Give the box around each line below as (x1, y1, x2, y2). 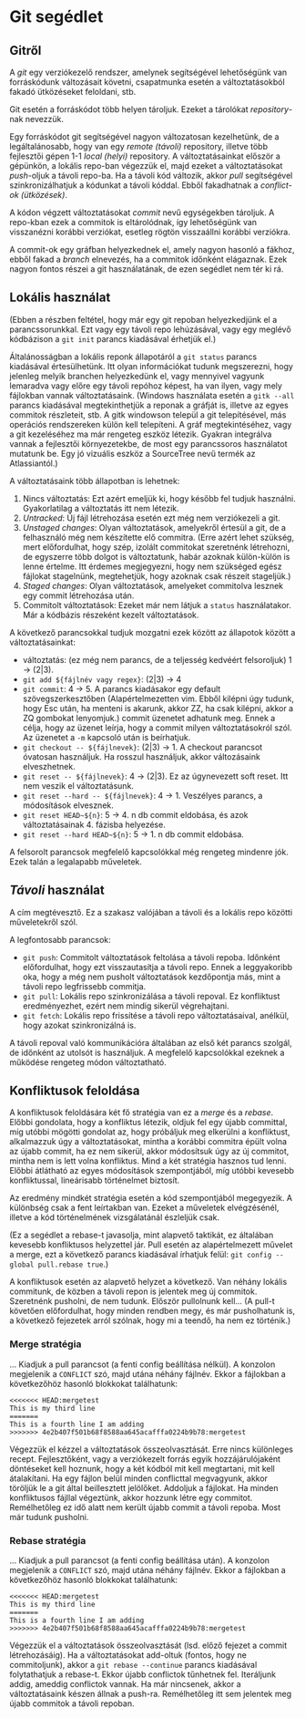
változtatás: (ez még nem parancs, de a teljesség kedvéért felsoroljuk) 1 (22, 654, 292, 665)
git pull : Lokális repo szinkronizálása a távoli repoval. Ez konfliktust (22, 990, 280, 1001)
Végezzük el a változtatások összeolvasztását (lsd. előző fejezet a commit (9, 1640, 288, 1651)
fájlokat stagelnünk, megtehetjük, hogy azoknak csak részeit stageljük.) (22, 570, 291, 581)
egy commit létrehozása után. (22, 590, 135, 601)
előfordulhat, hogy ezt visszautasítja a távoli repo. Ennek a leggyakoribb (22, 961, 293, 972)
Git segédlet (9, 6, 104, 27)
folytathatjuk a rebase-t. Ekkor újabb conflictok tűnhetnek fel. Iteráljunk (9, 1669, 277, 1680)
